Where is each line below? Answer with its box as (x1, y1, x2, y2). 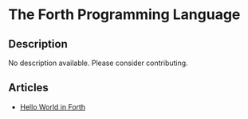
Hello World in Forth (19, 102, 86, 112)
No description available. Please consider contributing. (8, 58, 189, 67)
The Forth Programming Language (8, 6, 241, 24)
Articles (8, 81, 49, 94)
